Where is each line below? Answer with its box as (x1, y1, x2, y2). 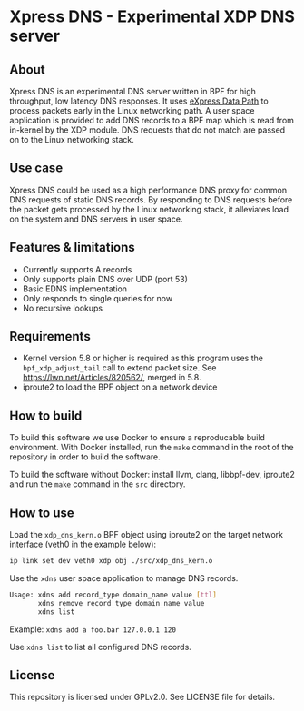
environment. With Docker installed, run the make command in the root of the (9, 442, 294, 453)
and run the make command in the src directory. (9, 479, 186, 489)
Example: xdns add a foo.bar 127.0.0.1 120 (9, 624, 177, 635)
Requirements (9, 329, 91, 344)
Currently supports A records (22, 263, 132, 274)
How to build (9, 408, 83, 423)
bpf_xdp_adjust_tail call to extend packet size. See (22, 362, 217, 373)
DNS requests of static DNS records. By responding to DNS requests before (9, 193, 293, 205)
